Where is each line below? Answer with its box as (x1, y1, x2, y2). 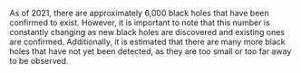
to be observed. (9, 56, 69, 66)
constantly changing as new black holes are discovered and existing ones (9, 27, 286, 37)
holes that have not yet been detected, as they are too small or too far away (9, 46, 292, 57)
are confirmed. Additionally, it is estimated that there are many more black (9, 36, 286, 47)
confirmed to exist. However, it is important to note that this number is (9, 17, 270, 28)
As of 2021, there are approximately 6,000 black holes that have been (9, 8, 269, 18)
